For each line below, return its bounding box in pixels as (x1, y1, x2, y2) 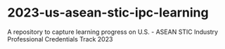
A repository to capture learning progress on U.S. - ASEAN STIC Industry (7, 28, 219, 36)
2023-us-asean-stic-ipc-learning (7, 5, 209, 21)
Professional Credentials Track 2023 (7, 35, 113, 43)
